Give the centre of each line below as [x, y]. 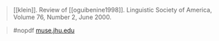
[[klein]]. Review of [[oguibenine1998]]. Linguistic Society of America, [112, 10]
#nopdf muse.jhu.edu [44, 30]
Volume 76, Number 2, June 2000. [62, 17]
